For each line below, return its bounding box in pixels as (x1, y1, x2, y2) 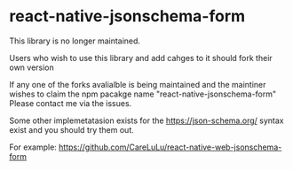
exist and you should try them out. (9, 124, 135, 135)
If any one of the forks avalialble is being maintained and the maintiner (9, 79, 266, 89)
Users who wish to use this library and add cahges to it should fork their (9, 52, 273, 63)
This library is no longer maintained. (9, 35, 140, 46)
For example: (9, 142, 58, 152)
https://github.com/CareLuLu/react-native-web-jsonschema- (59, 142, 282, 152)
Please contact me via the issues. (9, 97, 132, 108)
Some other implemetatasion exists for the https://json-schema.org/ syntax (9, 115, 284, 126)
